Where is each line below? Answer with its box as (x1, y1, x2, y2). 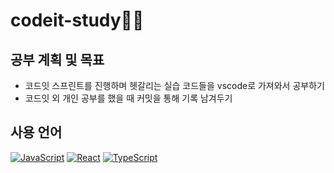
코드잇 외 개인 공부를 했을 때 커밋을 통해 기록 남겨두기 (24, 92, 233, 104)
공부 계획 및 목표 (10, 51, 105, 68)
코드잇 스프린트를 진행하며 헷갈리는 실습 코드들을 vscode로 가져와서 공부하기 (24, 80, 325, 91)
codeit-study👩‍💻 (10, 9, 145, 32)
